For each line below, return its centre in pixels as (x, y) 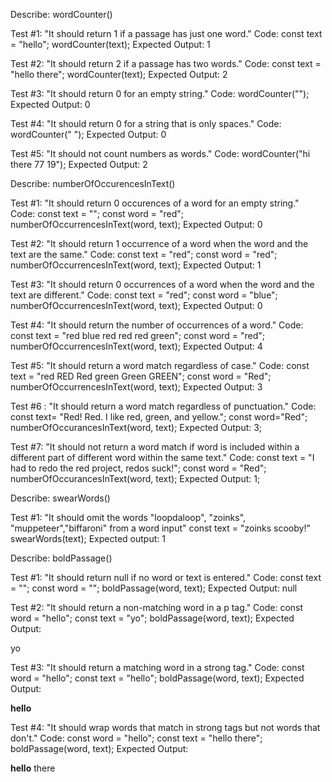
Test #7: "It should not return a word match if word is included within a (155, 447)
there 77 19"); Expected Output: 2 (79, 164)
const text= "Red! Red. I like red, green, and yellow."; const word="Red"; (159, 417)
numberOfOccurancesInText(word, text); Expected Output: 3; (136, 427)
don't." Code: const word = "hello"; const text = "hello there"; (136, 738)
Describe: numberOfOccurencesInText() (93, 183)
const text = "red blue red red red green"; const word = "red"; (138, 335)
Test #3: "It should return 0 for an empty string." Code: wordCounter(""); (160, 93)
